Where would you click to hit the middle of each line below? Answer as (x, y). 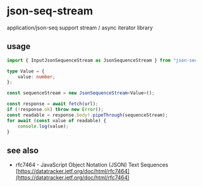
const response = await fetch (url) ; (52, 104)
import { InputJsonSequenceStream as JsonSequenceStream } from (89, 60)
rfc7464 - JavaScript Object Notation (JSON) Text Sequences (92, 165)
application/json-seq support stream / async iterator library (80, 28)
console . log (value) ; (43, 126)
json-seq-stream (50, 11)
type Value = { (26, 71)
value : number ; (37, 77)
